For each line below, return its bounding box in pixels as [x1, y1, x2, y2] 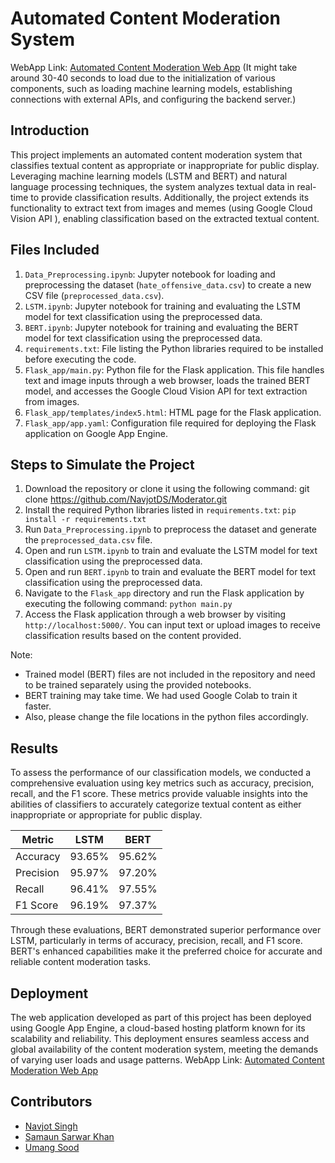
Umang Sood [24, 1141, 80, 1153]
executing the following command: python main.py [24, 598, 233, 610]
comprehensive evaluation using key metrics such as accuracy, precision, [10, 777, 315, 789]
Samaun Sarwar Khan [24, 1130, 115, 1142]
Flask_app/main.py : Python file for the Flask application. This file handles [24, 363, 325, 376]
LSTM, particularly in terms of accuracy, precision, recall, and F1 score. [10, 935, 303, 947]
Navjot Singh [24, 1120, 78, 1132]
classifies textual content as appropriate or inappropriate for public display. [10, 159, 320, 171]
